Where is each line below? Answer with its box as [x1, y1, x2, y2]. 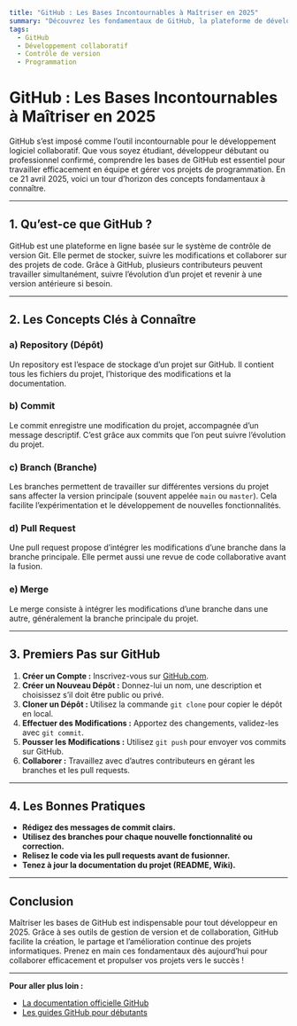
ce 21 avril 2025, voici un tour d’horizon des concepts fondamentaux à [9, 174, 266, 184]
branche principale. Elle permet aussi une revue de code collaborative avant [9, 552, 286, 562]
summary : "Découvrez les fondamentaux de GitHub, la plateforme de [9, 16, 263, 26]
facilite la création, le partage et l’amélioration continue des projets [9, 936, 252, 947]
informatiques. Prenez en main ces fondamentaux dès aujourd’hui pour [9, 945, 268, 957]
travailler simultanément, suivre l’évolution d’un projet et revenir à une [9, 269, 263, 279]
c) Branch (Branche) [9, 461, 97, 474]
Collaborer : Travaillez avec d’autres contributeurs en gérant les [21, 755, 255, 766]
